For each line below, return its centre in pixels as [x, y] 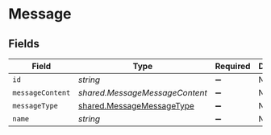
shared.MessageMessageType [136, 106]
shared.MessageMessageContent [142, 93]
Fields [24, 44]
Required [233, 66]
